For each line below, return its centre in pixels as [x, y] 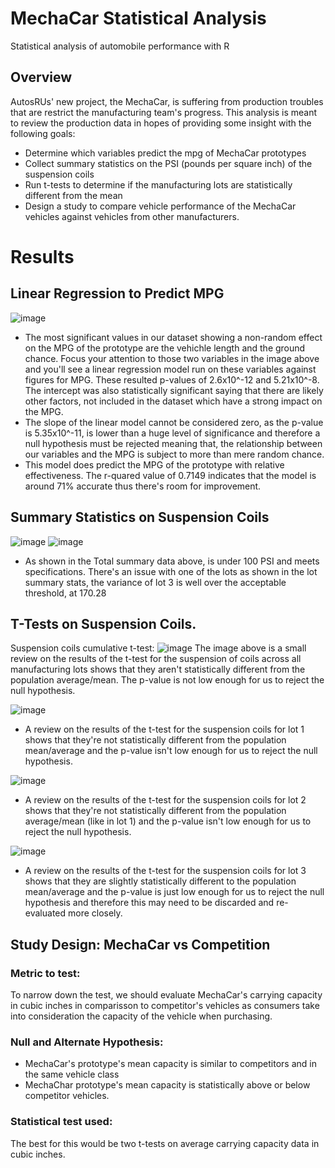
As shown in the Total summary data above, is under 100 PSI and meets [172, 561]
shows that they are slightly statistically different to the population [160, 881]
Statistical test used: [61, 1122]
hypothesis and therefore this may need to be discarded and [149, 903]
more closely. [95, 913]
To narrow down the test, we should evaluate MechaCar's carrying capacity [166, 995]
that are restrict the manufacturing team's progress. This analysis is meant [164, 112]
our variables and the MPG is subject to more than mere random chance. [174, 454]
